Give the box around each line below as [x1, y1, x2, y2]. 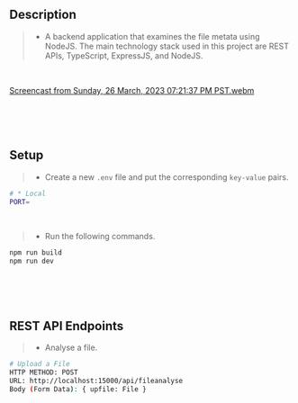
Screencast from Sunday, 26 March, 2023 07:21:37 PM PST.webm [9, 85, 255, 95]
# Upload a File [9, 359, 70, 368]
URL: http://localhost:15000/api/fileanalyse [9, 376, 183, 385]
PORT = [9, 197, 30, 206]
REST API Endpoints [9, 318, 124, 334]
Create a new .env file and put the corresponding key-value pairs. [44, 171, 290, 183]
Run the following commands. [44, 231, 156, 242]
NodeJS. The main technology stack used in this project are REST [44, 40, 290, 51]
